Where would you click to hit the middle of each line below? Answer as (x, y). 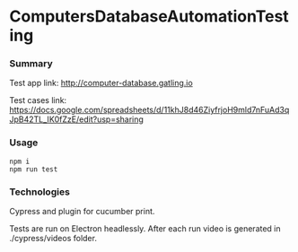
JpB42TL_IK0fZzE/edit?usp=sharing (76, 119)
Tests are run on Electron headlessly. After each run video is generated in (145, 229)
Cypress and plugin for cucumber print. (82, 212)
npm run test (34, 169)
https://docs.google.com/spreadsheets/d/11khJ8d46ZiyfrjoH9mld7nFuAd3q (149, 110)
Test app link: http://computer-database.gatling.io (101, 83)
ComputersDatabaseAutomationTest (149, 17)
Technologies (39, 192)
